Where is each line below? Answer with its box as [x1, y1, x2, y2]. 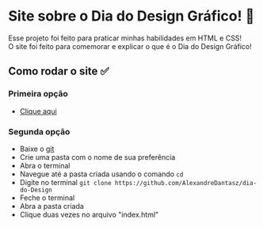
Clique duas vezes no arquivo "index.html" [19, 210, 159, 219]
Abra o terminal [19, 161, 71, 170]
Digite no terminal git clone [19, 177, 112, 187]
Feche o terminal [19, 193, 75, 202]
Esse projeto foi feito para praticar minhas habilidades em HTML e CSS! [8, 33, 242, 43]
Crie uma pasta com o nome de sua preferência [19, 152, 176, 161]
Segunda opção [8, 126, 71, 137]
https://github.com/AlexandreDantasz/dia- [114, 179, 257, 187]
